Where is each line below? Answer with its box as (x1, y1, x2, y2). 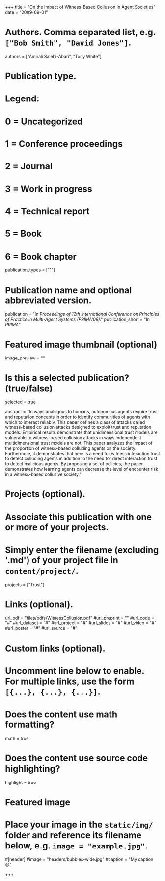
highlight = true (5, 779, 36, 785)
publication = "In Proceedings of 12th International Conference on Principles (5, 311, 160, 317)
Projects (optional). (5, 489, 86, 500)
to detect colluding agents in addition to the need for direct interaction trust (5, 456, 158, 462)
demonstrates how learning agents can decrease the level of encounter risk (5, 466, 159, 472)
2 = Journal (5, 161, 53, 172)
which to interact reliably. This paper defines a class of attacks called (5, 419, 145, 425)
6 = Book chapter (5, 251, 77, 262)
